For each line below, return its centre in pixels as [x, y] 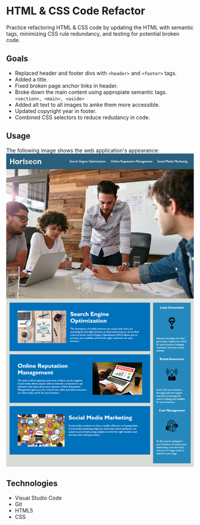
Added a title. [31, 79]
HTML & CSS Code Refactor [76, 11]
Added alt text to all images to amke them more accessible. [87, 105]
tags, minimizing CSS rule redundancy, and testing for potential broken [93, 33]
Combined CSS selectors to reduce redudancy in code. [82, 117]
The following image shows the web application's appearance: [83, 150]
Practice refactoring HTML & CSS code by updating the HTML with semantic [100, 27]
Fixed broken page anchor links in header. [66, 86]
